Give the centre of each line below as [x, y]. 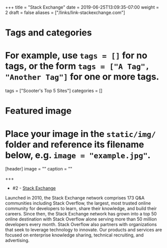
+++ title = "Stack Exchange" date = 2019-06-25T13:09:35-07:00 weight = [82, 7]
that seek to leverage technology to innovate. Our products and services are [84, 230]
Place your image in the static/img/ [80, 134]
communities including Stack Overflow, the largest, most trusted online [78, 203]
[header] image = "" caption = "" [39, 169]
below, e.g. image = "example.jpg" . [78, 155]
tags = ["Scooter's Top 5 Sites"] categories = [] [54, 91]
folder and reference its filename [74, 144]
